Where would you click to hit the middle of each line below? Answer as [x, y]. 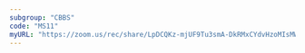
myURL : [22, 34]
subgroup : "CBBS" [42, 18]
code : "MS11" [34, 26]
